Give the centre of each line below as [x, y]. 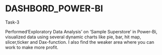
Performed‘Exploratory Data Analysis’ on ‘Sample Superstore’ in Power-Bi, [81, 31]
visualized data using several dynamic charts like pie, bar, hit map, [73, 37]
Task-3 [12, 22]
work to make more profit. [32, 47]
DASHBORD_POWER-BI [54, 9]
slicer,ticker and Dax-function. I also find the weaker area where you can [80, 42]
